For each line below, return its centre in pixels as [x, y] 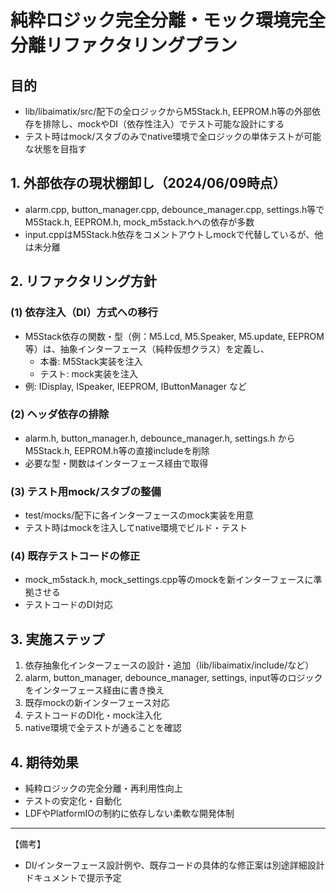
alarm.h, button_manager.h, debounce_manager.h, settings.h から [160, 438]
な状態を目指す [55, 149]
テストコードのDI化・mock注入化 [93, 715]
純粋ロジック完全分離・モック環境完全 [168, 20]
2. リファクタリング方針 [83, 281]
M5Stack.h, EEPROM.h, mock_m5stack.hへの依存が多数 [139, 222]
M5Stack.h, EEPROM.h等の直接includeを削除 [117, 450]
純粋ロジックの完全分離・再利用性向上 [103, 788]
